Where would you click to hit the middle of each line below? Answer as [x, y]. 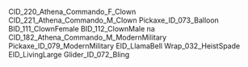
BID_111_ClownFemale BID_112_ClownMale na [82, 29]
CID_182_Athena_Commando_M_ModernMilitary [88, 37]
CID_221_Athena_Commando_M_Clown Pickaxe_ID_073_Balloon [114, 20]
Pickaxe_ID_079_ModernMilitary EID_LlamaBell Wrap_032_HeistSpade [124, 46]
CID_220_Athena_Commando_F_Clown [72, 12]
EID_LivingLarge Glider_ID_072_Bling [69, 54]
